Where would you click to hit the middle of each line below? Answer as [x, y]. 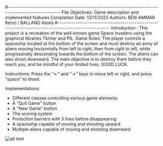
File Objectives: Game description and [100, 12]
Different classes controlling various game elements [65, 98]
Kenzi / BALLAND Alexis [29, 23]
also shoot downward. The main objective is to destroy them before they [78, 59]
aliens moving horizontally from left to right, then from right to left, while [78, 49]
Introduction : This [130, 28]
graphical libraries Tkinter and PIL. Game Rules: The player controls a [75, 38]
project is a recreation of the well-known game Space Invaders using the [79, 33]
